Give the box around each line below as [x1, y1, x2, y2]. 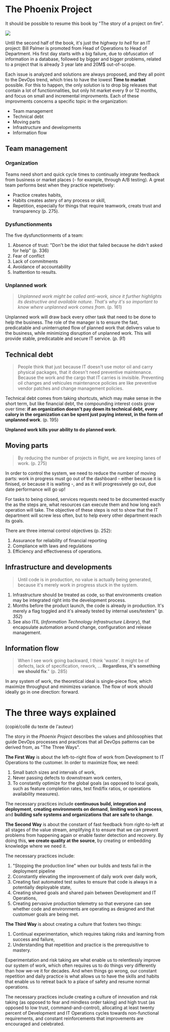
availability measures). [12, 791, 60, 797]
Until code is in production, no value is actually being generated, [17, 576, 152, 582]
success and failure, [12, 936, 55, 943]
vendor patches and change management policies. [17, 385, 124, 392]
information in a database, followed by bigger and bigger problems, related [5, 56, 161, 62]
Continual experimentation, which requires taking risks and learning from [12, 931, 165, 937]
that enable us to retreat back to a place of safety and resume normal [5, 979, 150, 985]
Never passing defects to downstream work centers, [12, 775, 122, 781]
